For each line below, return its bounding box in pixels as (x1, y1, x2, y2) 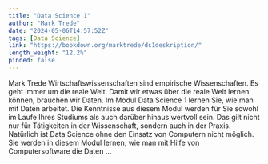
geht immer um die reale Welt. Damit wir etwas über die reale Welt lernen (8, 86, 250, 96)
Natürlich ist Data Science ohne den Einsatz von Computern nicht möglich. (8, 129, 254, 138)
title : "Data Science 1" (8, 11, 91, 20)
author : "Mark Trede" (8, 19, 81, 27)
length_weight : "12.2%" (8, 49, 88, 57)
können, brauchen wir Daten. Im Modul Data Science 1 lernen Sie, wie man (8, 95, 254, 105)
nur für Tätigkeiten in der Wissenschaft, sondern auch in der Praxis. (8, 121, 231, 130)
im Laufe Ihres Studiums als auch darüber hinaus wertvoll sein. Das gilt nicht (8, 112, 260, 122)
